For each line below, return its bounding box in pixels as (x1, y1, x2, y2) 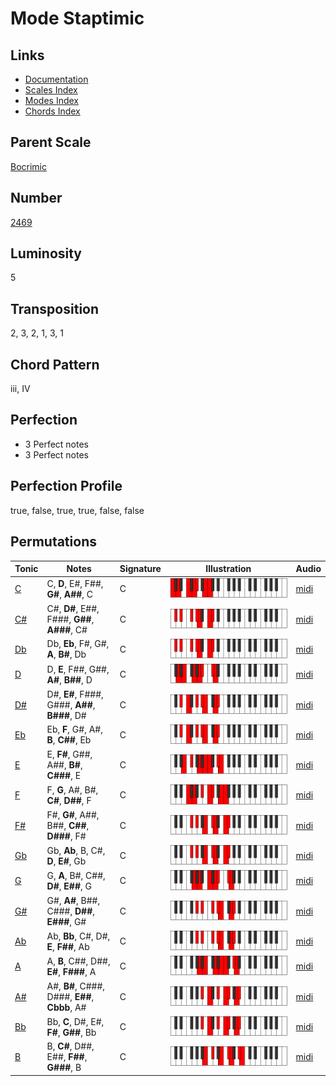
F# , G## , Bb (46, 1026, 97, 1038)
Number (10, 190, 63, 207)
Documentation (24, 73, 89, 85)
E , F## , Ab (46, 940, 90, 952)
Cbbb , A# (46, 1001, 87, 1013)
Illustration (205, 563, 252, 574)
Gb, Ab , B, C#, (46, 844, 106, 856)
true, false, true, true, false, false (10, 504, 145, 516)
